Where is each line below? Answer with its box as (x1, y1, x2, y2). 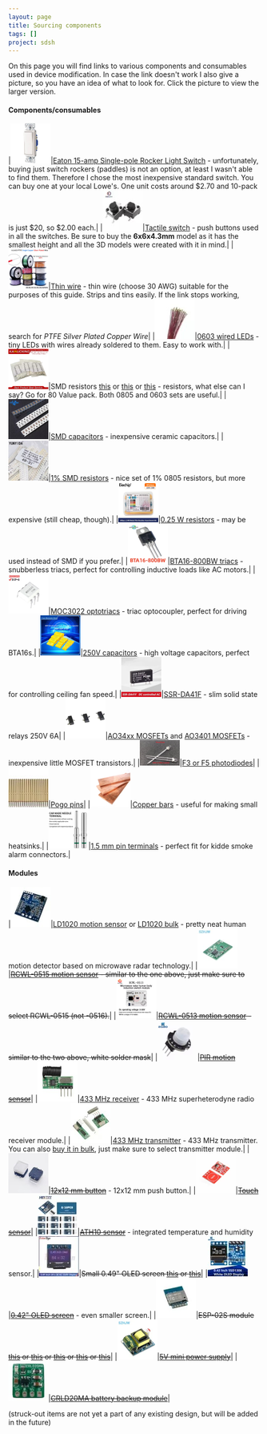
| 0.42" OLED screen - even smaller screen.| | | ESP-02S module (8, 1310, 254, 1319)
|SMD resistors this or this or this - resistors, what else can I (48, 381, 245, 392)
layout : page (8, 13, 52, 21)
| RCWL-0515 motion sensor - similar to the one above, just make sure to (8, 969, 245, 979)
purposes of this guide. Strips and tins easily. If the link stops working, (8, 290, 240, 300)
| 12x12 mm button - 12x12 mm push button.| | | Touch (48, 1186, 259, 1195)
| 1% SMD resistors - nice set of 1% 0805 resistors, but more (48, 473, 246, 483)
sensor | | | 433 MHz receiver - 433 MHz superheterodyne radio (8, 1094, 254, 1103)
